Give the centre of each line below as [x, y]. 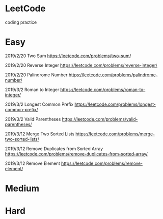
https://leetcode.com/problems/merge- [115, 134]
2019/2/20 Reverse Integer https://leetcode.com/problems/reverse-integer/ [81, 65]
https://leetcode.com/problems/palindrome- [113, 75]
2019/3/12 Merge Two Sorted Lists [40, 134]
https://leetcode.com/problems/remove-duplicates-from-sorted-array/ [77, 154]
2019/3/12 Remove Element [33, 163]
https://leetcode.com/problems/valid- [100, 119]
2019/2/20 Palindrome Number [36, 75]
